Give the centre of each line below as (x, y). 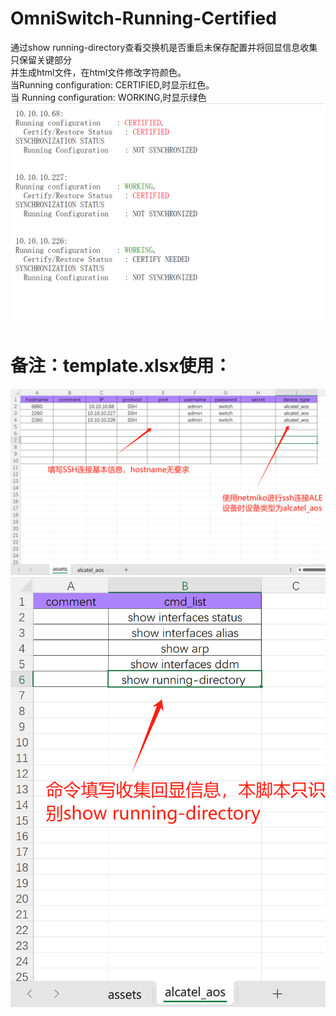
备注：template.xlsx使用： (121, 366)
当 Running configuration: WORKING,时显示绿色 (108, 97)
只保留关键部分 (41, 59)
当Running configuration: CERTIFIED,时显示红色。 (112, 84)
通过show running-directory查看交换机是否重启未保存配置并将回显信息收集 (164, 47)
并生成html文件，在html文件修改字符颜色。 (98, 72)
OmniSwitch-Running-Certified (143, 18)
